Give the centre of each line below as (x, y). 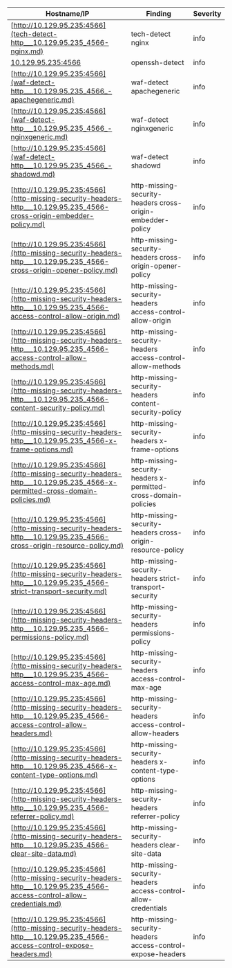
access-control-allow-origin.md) (66, 316)
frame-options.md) (42, 449)
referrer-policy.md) (42, 816)
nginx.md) (27, 51)
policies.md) (31, 500)
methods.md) (32, 366)
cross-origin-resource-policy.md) (67, 545)
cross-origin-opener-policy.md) (65, 270)
